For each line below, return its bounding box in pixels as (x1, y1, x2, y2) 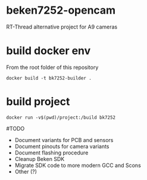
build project (6, 95, 70, 109)
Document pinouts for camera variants (14, 143, 110, 150)
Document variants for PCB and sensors (14, 136, 114, 143)
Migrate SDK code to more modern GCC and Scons (14, 162, 141, 169)
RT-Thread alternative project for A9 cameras (6, 23, 118, 30)
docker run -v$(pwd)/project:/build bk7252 (6, 114, 116, 121)
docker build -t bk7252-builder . (6, 75, 92, 81)
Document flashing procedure (14, 149, 89, 156)
